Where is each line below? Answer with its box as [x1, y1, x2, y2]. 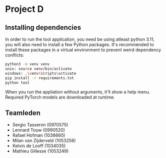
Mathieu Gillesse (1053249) [12, 148, 69, 154]
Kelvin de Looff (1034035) [12, 143, 66, 149]
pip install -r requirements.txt [5, 75, 74, 80]
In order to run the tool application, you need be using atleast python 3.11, [5, 36, 155, 42]
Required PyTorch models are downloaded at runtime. [5, 94, 115, 100]
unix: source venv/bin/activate [5, 66, 72, 71]
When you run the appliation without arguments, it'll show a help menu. [5, 89, 150, 95]
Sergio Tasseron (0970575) [12, 122, 68, 128]
